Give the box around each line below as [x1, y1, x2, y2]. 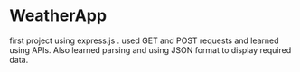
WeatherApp [9, 5, 107, 26]
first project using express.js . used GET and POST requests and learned [9, 35, 279, 46]
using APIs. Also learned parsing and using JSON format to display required [9, 44, 292, 55]
